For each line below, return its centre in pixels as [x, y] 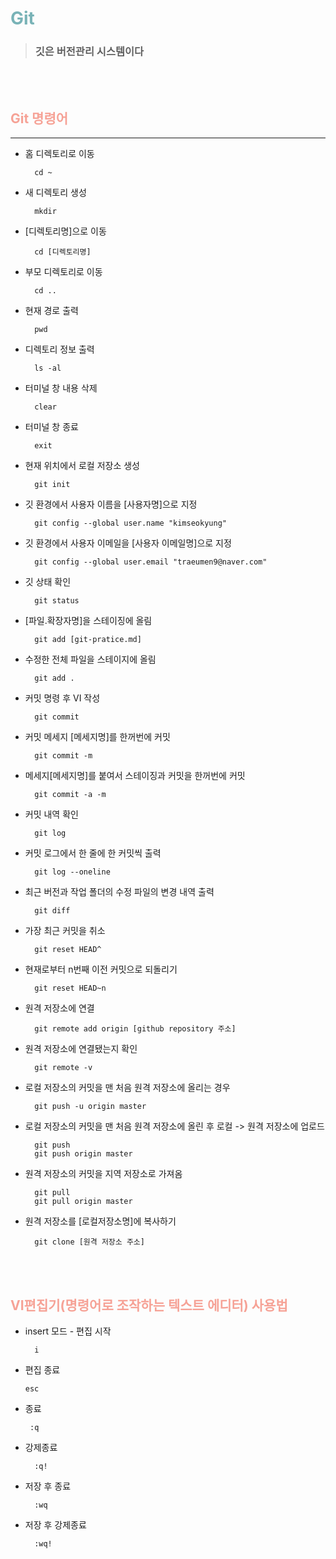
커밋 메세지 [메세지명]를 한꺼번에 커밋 [97, 737]
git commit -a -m [70, 795]
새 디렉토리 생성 [55, 193]
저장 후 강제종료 [55, 1525]
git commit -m [63, 756]
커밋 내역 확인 [51, 814]
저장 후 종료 [48, 1486]
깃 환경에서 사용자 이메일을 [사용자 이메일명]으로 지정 [128, 543]
